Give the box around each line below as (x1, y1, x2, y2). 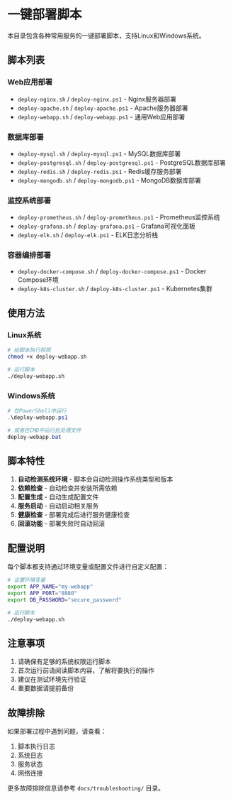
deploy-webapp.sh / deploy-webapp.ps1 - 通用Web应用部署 (17, 112, 186, 121)
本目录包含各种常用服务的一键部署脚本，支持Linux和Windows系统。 (7, 31, 205, 40)
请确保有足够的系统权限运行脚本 (17, 658, 111, 666)
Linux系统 (7, 330, 42, 339)
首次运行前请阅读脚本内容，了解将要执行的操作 (17, 666, 154, 675)
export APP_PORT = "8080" (7, 589, 78, 597)
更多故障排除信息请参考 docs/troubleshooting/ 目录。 (7, 784, 165, 792)
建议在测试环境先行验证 (17, 675, 86, 684)
